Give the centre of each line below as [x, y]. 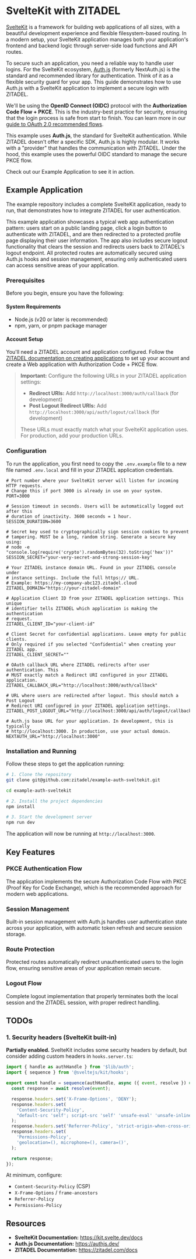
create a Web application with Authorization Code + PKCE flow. [82, 364]
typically [18, 726]
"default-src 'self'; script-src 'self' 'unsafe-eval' [85, 1115]
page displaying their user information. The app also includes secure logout [97, 240]
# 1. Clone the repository [39, 775]
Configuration [26, 451]
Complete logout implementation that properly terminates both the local [92, 996]
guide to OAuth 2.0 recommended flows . [55, 124]
